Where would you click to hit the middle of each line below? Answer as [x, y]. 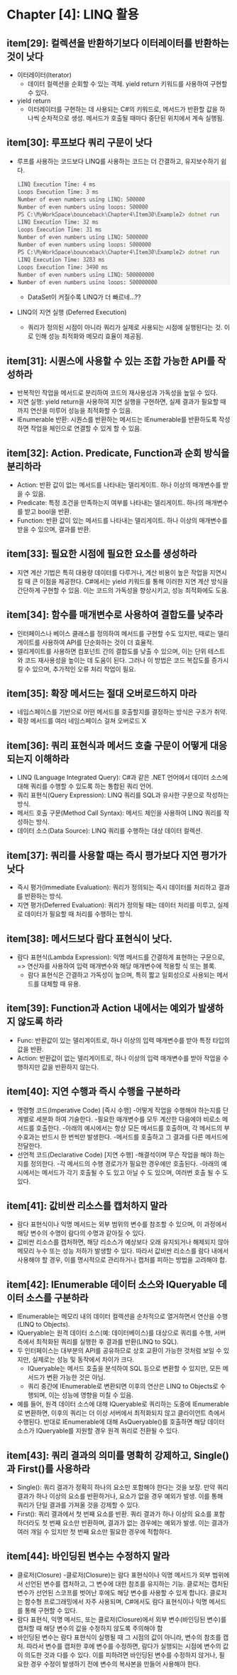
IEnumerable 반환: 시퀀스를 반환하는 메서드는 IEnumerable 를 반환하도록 [117, 419]
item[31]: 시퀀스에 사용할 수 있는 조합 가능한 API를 [111, 361]
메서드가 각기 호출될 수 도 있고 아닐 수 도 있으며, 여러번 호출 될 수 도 [135, 1172]
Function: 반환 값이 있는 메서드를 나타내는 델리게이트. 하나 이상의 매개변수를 [122, 521]
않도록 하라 [40, 1022]
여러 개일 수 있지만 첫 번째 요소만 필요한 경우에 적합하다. [94, 1531]
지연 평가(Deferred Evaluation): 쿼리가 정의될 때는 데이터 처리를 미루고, [116, 905]
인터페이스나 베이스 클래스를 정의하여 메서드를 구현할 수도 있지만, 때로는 [116, 633]
